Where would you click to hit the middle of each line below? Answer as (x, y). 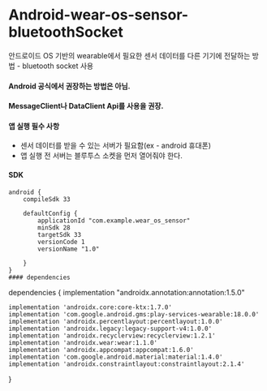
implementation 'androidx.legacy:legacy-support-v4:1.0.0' (110, 329)
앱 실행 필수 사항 (34, 126)
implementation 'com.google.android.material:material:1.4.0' (116, 357)
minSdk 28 (54, 228)
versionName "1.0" (69, 249)
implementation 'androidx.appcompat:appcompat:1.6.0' (101, 350)
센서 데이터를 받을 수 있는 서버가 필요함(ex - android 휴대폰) (116, 146)
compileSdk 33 (47, 199)
